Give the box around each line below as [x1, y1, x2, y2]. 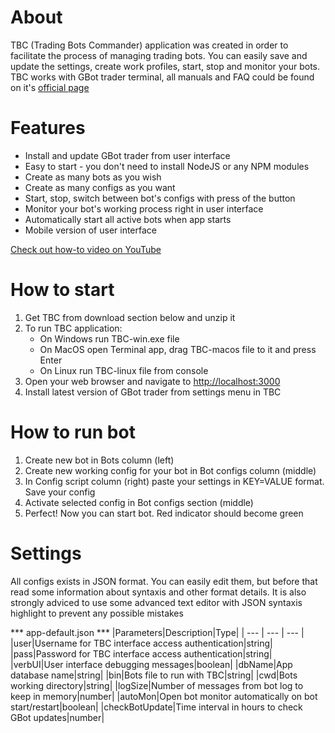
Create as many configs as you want [24, 181, 176, 193]
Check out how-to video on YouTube [10, 243, 162, 255]
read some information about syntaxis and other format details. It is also [10, 586, 307, 598]
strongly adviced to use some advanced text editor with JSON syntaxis [10, 596, 303, 608]
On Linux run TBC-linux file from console [39, 364, 209, 376]
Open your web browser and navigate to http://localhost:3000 [24, 375, 281, 387]
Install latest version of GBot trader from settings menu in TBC [24, 386, 282, 398]
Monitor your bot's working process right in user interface [24, 202, 264, 215]
